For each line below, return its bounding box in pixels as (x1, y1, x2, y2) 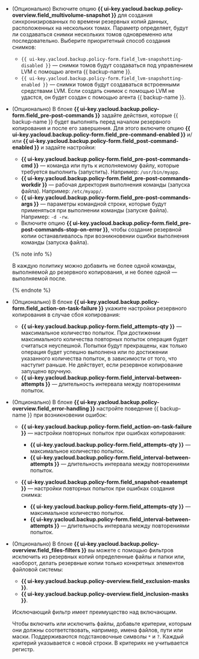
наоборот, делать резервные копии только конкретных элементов (11, 560, 185, 566)
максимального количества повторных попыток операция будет (21, 336, 188, 342)
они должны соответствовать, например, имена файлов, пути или (11, 626, 183, 634)
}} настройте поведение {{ (90, 405, 159, 412)
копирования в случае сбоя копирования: (11, 311, 121, 318)
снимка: (21, 491, 42, 498)
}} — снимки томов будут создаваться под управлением (45, 61, 193, 69)
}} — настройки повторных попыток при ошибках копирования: (21, 429, 186, 437)
